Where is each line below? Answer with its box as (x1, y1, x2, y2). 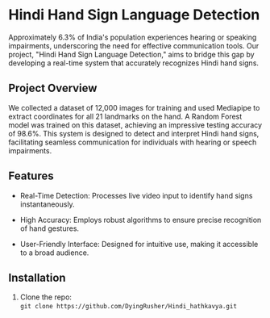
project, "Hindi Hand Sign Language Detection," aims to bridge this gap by (8, 49, 255, 59)
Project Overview (8, 82, 98, 95)
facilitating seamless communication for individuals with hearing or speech (8, 137, 257, 147)
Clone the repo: (19, 292, 73, 302)
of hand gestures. (19, 224, 79, 233)
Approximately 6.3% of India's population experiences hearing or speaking (8, 32, 257, 42)
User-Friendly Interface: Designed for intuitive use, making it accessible (19, 239, 259, 249)
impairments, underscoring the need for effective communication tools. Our (8, 40, 260, 50)
